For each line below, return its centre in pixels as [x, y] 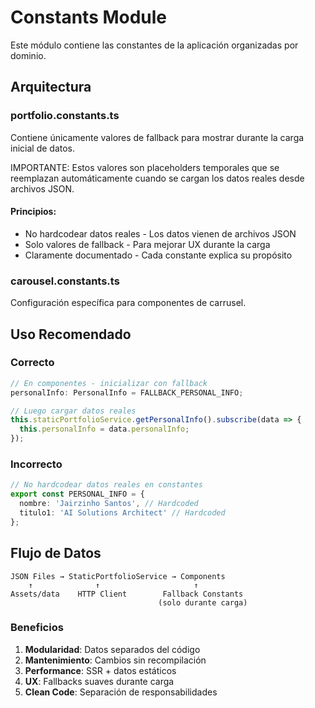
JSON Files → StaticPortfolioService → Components [118, 576]
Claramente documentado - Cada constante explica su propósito [158, 255]
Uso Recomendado [71, 334]
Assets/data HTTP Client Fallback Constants [127, 594]
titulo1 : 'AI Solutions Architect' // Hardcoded [122, 512]
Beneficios [37, 628]
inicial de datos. [42, 148]
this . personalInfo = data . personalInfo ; [104, 429]
